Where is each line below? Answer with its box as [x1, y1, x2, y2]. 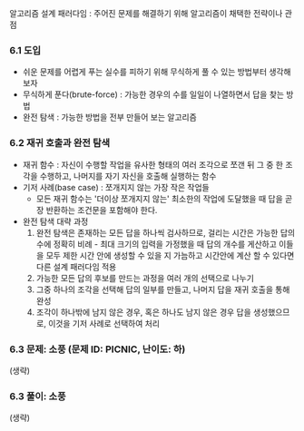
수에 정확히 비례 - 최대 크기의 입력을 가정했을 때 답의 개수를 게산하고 [35, 239, 277, 250]
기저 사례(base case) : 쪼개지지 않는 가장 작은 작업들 [22, 181, 211, 192]
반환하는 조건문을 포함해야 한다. [45, 204, 158, 215]
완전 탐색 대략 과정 [22, 216, 89, 227]
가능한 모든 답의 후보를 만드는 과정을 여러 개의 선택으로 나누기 [35, 272, 254, 283]
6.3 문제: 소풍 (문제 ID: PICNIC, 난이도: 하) [9, 343, 186, 356]
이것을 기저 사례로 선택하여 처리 [48, 318, 161, 328]
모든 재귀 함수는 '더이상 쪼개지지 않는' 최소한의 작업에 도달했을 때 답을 [35, 193, 283, 204]
